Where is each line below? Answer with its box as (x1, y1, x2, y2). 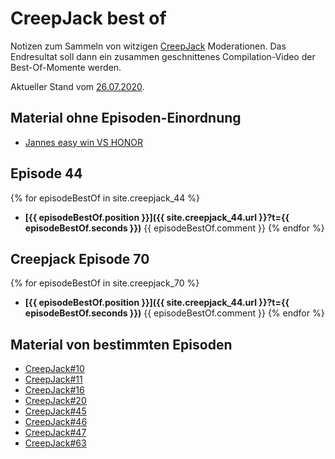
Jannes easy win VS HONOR (24, 136, 144, 148)
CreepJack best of (10, 7, 167, 30)
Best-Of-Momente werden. (10, 61, 122, 73)
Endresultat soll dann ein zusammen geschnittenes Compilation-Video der (10, 50, 316, 62)
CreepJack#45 (24, 405, 87, 417)
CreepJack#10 (24, 363, 85, 375)
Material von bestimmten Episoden (10, 336, 233, 353)
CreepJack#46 (24, 416, 88, 428)
